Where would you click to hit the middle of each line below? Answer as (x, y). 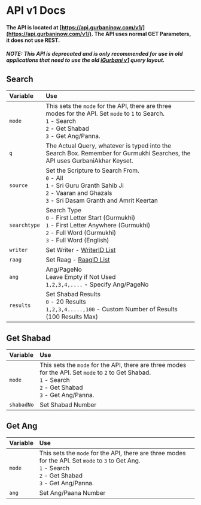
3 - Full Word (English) (77, 241)
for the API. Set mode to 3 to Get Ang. (90, 461)
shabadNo (22, 405)
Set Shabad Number (68, 405)
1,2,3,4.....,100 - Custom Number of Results (112, 309)
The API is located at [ (34, 27)
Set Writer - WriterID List (81, 250)
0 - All (54, 178)
